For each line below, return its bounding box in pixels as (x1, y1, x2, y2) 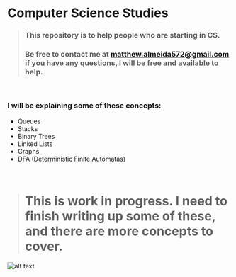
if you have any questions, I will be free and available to (24, 58, 219, 68)
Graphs (17, 147, 40, 155)
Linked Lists (17, 140, 53, 148)
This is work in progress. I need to (24, 193, 228, 209)
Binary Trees (17, 132, 55, 140)
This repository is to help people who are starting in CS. (24, 30, 220, 40)
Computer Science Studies (7, 5, 169, 21)
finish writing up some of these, (24, 208, 216, 224)
